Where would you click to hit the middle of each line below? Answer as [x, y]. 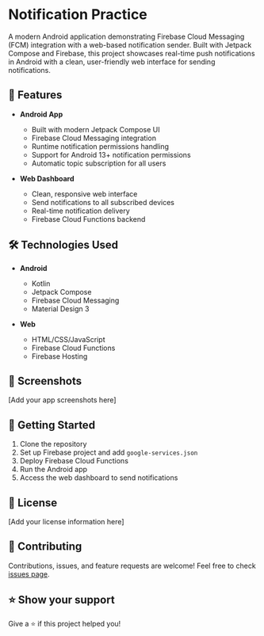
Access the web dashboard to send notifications [99, 478]
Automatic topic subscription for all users [99, 163]
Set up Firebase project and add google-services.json [109, 452]
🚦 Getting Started [52, 425]
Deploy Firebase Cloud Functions [74, 461]
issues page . [29, 574]
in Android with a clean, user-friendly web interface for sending [112, 62]
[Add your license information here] [66, 522]
